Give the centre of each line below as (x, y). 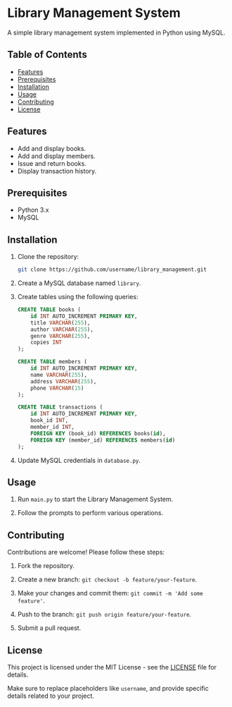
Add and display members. (57, 156)
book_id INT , (50, 421)
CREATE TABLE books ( (49, 310)
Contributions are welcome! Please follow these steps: (86, 552)
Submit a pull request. (49, 628)
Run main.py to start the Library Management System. (95, 500)
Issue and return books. (52, 163)
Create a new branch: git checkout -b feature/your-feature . (107, 579)
